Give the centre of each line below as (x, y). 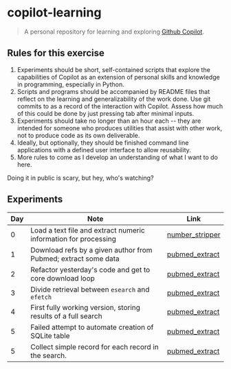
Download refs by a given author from (91, 250)
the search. (49, 355)
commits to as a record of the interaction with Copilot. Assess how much (120, 106)
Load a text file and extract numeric (88, 230)
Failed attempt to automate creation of (92, 327)
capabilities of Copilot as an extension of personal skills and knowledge (118, 77)
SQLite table (50, 335)
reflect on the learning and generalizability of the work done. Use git (114, 99)
